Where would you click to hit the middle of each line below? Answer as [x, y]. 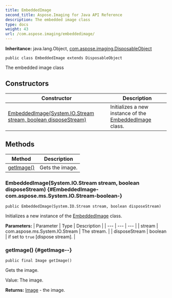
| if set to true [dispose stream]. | [40, 236]
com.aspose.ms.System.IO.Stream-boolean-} [64, 196]
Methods [20, 144]
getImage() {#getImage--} [39, 250]
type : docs [17, 24]
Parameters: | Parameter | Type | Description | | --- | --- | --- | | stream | [82, 226]
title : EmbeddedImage [28, 10]
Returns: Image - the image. [35, 290]
